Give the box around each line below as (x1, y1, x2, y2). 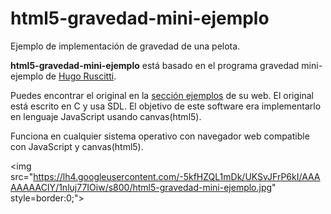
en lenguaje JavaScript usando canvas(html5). (10, 110, 202, 122)
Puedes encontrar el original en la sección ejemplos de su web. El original (10, 89, 314, 101)
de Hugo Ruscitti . (45, 70, 117, 82)
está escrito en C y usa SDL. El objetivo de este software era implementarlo (10, 100, 322, 112)
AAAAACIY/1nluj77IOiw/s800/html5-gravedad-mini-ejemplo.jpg (10, 181, 273, 193)
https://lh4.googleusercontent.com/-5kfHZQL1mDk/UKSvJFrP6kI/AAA (33, 170, 321, 182)
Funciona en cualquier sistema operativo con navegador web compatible (10, 130, 310, 142)
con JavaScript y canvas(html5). (10, 140, 144, 152)
